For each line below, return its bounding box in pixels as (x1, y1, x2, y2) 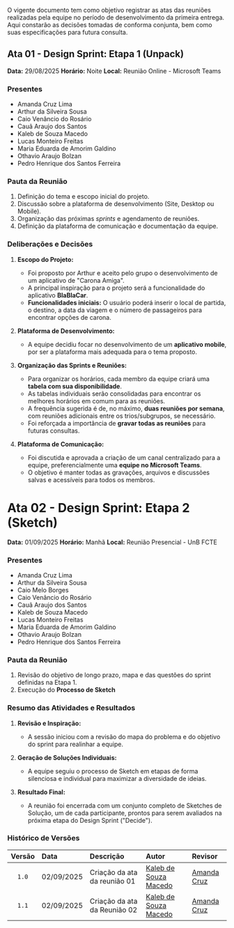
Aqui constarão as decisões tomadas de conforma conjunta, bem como (7, 21, 212, 29)
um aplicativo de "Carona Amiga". (27, 276, 125, 284)
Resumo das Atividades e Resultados (7, 703, 136, 713)
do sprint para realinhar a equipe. (27, 740, 124, 748)
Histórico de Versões (7, 833, 80, 843)
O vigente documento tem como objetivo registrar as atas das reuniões (7, 6, 211, 14)
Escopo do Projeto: (17, 255, 74, 263)
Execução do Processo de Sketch (17, 686, 116, 694)
